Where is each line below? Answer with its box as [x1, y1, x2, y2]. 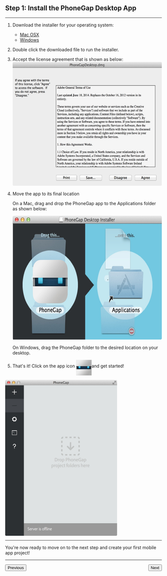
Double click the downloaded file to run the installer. [12, 46, 119, 52]
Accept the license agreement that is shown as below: [12, 56, 123, 62]
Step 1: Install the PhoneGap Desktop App [5, 4, 137, 12]
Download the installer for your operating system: [12, 22, 114, 28]
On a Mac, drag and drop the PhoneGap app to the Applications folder [12, 200, 156, 206]
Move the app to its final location [12, 191, 80, 197]
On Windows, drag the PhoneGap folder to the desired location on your [12, 344, 158, 350]
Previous [7, 565, 24, 571]
